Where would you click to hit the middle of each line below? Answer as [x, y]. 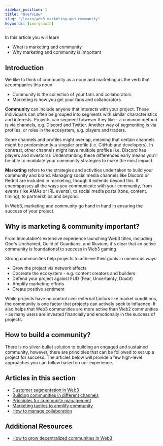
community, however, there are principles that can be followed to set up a [80, 352]
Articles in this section [40, 378]
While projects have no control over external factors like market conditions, [81, 298]
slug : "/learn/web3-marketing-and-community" [52, 19]
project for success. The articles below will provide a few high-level [74, 357]
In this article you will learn [32, 37]
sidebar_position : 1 [26, 10]
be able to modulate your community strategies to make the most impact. [79, 161]
